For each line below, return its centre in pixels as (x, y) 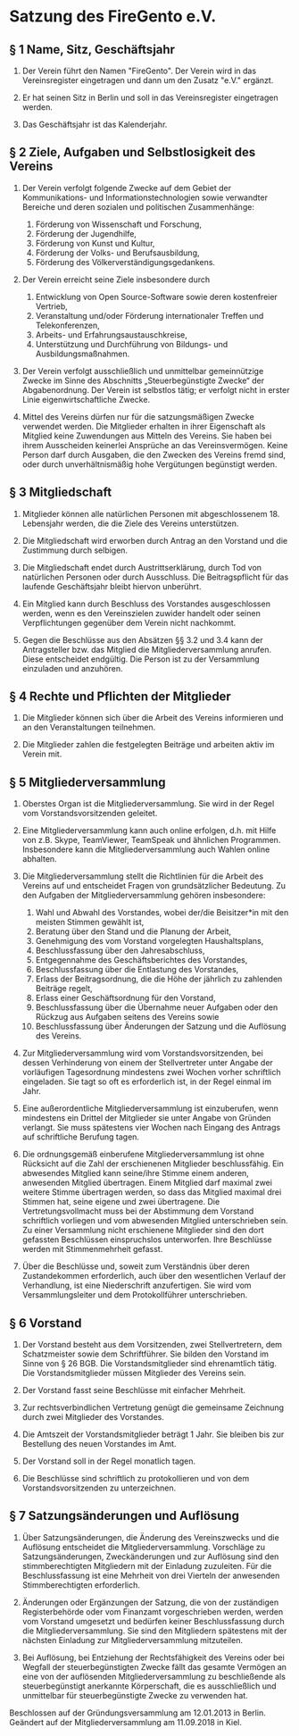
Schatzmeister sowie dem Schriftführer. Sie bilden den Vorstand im (145, 1354)
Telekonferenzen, (67, 325)
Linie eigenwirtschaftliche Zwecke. (86, 399)
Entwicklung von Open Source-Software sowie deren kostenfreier (157, 296)
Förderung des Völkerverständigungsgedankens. (125, 262)
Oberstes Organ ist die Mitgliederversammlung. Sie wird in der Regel (148, 804)
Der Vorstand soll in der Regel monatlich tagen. (109, 1461)
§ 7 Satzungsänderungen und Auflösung (124, 1516)
